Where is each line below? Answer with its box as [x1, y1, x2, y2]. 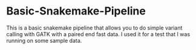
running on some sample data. [6, 37, 82, 44]
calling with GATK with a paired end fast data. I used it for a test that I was [6, 30, 191, 37]
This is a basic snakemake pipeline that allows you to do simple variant [6, 24, 183, 31]
